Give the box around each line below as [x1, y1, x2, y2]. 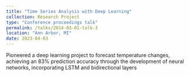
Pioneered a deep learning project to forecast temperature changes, [6, 52, 171, 58]
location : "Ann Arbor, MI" [6, 30, 72, 36]
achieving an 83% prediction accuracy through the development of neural [6, 58, 184, 65]
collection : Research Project [6, 14, 80, 20]
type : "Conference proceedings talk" [6, 19, 98, 25]
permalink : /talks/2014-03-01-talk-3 [6, 24, 98, 31]
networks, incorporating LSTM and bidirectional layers [6, 64, 137, 71]
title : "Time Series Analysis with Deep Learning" [6, 8, 132, 15]
